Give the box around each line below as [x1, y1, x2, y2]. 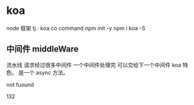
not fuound [6, 81, 35, 88]
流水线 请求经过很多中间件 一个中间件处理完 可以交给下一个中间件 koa [6, 61, 181, 69]
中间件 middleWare [6, 44, 79, 55]
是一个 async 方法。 [18, 69, 69, 76]
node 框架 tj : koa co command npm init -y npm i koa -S [6, 24, 146, 32]
